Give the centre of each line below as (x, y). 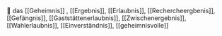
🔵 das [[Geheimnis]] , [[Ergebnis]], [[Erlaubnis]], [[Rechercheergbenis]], (111, 11)
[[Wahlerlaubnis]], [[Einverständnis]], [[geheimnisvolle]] (88, 25)
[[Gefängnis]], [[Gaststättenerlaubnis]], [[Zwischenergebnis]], (97, 18)
